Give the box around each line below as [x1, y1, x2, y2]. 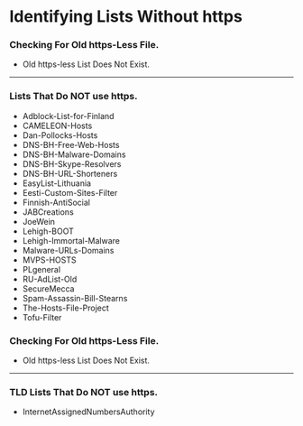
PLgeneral [22, 264, 61, 274]
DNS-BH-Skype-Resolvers [22, 158, 122, 169]
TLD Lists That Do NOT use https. [9, 386, 159, 398]
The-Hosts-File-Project [22, 302, 110, 313]
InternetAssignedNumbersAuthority [22, 406, 155, 417]
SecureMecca [22, 282, 75, 294]
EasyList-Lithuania [22, 178, 92, 189]
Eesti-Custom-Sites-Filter [22, 187, 118, 198]
